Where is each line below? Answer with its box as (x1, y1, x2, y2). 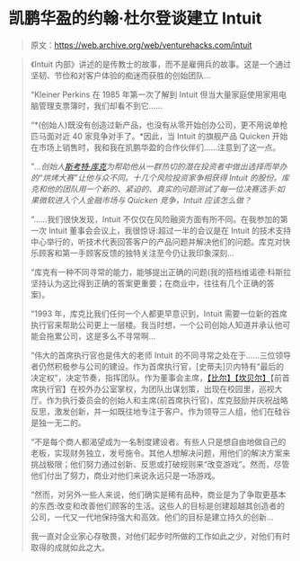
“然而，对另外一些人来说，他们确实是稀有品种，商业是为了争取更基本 (30, 489, 287, 500)
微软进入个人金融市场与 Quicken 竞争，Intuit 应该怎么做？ (38, 194, 252, 205)
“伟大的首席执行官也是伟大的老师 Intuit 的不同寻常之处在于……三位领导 (30, 350, 291, 361)
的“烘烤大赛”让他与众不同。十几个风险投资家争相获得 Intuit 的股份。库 (30, 172, 290, 183)
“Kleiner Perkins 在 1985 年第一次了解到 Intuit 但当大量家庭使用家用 (30, 89, 279, 100)
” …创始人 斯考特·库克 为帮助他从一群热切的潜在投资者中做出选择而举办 (30, 161, 288, 172)
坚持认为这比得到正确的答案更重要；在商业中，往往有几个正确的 (30, 278, 267, 289)
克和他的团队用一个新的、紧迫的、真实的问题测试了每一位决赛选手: (30, 183, 278, 194)
